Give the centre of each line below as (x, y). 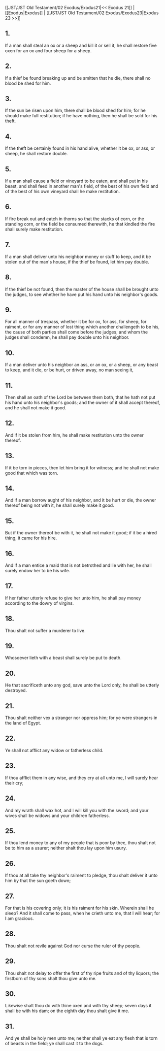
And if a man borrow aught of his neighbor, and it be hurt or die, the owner (81, 500)
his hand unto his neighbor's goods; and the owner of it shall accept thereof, (82, 402)
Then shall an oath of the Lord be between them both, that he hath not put (80, 397)
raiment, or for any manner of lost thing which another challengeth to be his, (82, 327)
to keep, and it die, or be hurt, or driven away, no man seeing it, (69, 370)
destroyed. (16, 690)
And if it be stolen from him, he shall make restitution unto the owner (75, 435)
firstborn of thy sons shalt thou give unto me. (51, 978)
